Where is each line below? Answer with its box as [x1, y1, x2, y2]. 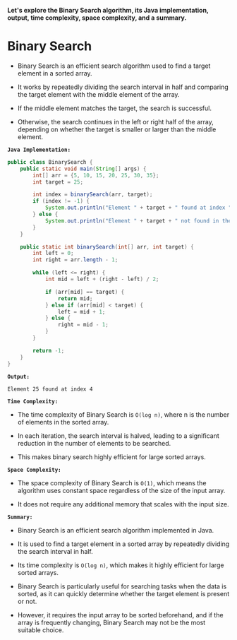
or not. [17, 597, 37, 605]
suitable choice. [17, 625, 64, 634]
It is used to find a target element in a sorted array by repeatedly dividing [17, 540, 230, 548]
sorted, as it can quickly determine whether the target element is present [17, 589, 230, 598]
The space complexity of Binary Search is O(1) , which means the [17, 478, 207, 487]
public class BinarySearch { [7, 158, 93, 165]
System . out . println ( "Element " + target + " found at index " [44, 204, 232, 211]
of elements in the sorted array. [17, 417, 109, 426]
